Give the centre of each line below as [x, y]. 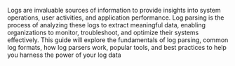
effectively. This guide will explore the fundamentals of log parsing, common [118, 40]
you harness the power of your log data [64, 55]
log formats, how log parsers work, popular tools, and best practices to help [117, 47]
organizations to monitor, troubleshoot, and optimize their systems [103, 32]
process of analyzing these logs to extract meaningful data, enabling [106, 25]
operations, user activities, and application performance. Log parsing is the [116, 18]
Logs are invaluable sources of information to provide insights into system [114, 10]
